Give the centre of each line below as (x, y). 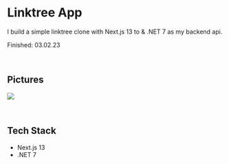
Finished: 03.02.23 (34, 45)
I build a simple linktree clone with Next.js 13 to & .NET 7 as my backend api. (115, 32)
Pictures (25, 80)
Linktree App (45, 13)
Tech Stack (32, 131)
